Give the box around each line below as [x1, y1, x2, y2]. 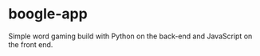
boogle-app [8, 5, 88, 23]
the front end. [8, 39, 53, 49]
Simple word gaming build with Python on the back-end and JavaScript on [8, 31, 253, 41]
